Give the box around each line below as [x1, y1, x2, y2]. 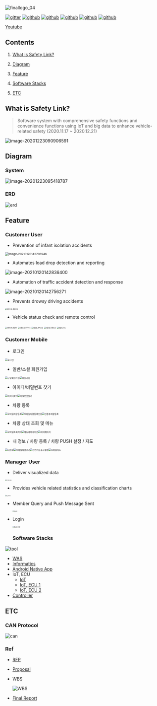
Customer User [5, 231, 43, 238]
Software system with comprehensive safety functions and [17, 117, 138, 124]
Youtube [5, 24, 22, 30]
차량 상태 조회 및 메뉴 [12, 420, 53, 426]
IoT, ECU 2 [19, 587, 42, 593]
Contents [5, 38, 35, 47]
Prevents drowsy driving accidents [12, 298, 83, 304]
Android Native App [12, 566, 53, 572]
